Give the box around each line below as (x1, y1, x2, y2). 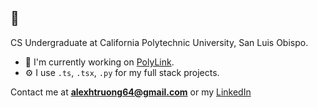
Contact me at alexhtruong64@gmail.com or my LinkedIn (10, 86, 252, 98)
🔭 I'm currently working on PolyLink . (24, 56, 175, 68)
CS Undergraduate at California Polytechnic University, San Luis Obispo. (10, 36, 309, 48)
